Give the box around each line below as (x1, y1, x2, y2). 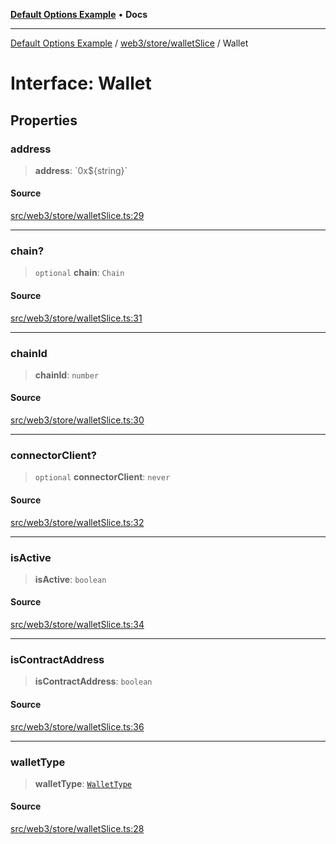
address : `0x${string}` (34, 164, 128, 176)
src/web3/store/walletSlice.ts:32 (10, 516, 145, 528)
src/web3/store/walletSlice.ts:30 (10, 414, 145, 426)
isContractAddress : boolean (34, 675, 153, 688)
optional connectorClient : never (34, 471, 171, 483)
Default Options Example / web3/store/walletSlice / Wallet (10, 37, 249, 49)
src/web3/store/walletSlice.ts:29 (10, 210, 145, 222)
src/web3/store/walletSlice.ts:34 (10, 619, 145, 631)
